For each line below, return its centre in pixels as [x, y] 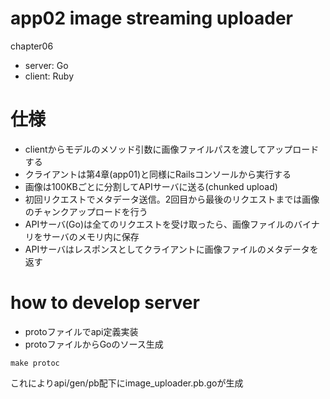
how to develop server [105, 303]
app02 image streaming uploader [151, 18]
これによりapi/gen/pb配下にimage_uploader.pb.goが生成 [127, 383]
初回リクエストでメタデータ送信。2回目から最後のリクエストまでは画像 [172, 199]
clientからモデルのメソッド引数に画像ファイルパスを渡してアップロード [172, 149]
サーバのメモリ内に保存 [91, 236]
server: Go [46, 65]
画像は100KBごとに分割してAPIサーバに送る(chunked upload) [151, 186]
